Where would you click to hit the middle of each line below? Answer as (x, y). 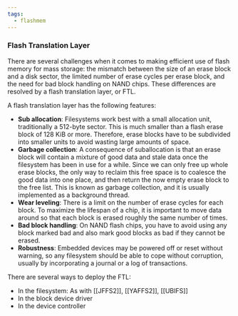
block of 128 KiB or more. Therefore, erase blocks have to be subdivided (124, 134)
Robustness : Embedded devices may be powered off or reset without (120, 248)
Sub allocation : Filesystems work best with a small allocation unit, (115, 119)
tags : (15, 14)
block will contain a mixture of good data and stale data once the (113, 157)
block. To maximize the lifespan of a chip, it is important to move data (120, 210)
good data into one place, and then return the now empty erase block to (123, 180)
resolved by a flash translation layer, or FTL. (72, 91)
